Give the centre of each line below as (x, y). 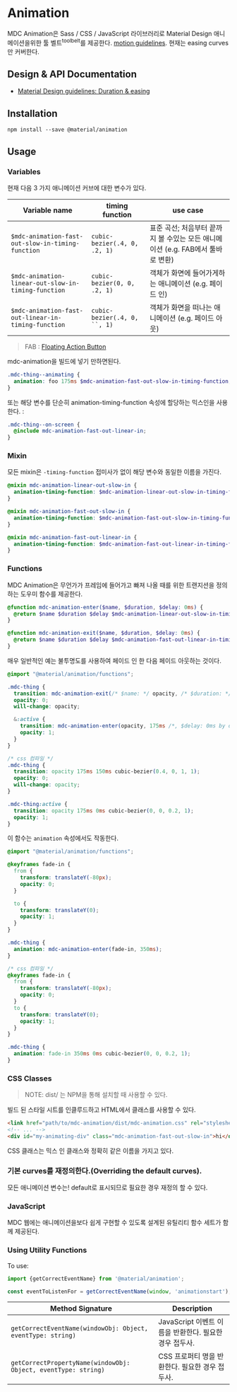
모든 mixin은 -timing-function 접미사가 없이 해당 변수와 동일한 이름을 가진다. (115, 472)
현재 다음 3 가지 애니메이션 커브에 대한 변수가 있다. (77, 188)
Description (192, 1308)
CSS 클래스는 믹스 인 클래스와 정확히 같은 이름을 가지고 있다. (91, 1151)
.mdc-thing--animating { (44, 374)
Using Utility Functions (47, 1250)
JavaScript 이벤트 (187, 1322)
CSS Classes (30, 1078)
